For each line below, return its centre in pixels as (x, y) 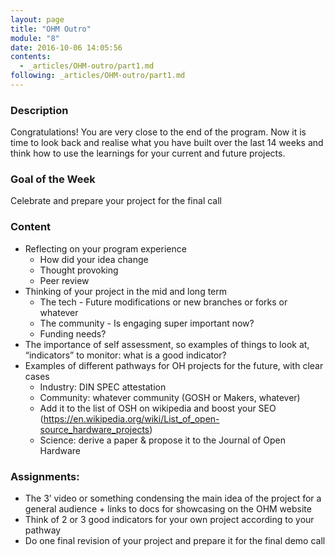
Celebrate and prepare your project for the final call (116, 201)
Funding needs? (73, 333)
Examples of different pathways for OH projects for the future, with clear (174, 365)
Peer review (64, 280)
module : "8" (35, 38)
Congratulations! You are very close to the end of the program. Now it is (158, 132)
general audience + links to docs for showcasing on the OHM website (168, 509)
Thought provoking (79, 270)
